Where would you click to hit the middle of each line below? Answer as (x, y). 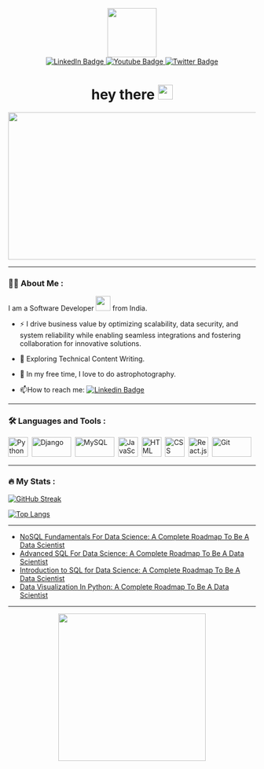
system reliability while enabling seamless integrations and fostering (130, 335)
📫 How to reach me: (52, 390)
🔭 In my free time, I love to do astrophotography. (98, 374)
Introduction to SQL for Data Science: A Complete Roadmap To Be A (130, 570)
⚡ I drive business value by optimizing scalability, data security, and (129, 324)
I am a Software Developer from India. (78, 308)
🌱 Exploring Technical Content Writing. (82, 359)
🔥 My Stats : (32, 481)
